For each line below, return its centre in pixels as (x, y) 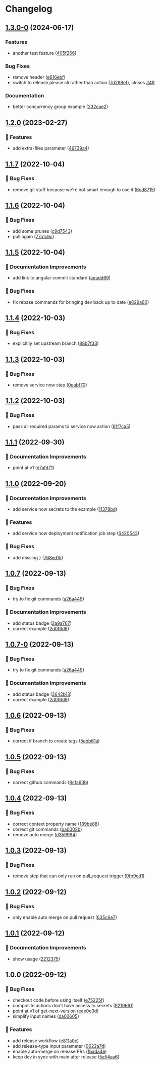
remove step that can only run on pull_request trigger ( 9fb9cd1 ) (78, 876)
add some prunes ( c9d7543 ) (42, 231)
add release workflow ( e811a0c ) (46, 1041)
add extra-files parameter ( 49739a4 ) (51, 148)
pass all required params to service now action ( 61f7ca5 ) (71, 426)
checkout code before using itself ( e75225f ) (58, 1000)
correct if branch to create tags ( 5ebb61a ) (56, 741)
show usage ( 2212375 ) (36, 958)
